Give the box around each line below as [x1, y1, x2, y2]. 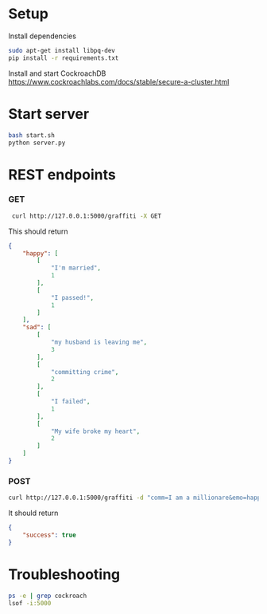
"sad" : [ [22, 324, 52, 332]
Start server [8, 104, 90, 123]
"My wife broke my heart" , [50, 427, 141, 435]
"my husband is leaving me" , [50, 338, 148, 347]
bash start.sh [8, 131, 56, 140]
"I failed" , [50, 398, 91, 406]
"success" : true [22, 531, 77, 539]
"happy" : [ [22, 249, 59, 258]
